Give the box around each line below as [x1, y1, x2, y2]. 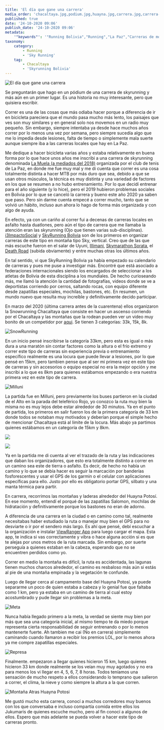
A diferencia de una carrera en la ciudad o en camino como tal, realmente [5, 513, 153, 519]
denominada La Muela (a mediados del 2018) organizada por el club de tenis [5, 160, 159, 166]
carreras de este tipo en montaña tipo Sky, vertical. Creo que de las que [5, 238, 150, 243]
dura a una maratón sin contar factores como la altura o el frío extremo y [5, 343, 151, 349]
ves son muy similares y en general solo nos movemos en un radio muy [5, 120, 149, 125]
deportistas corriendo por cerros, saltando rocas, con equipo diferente [5, 284, 147, 289]
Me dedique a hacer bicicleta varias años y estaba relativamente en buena [5, 150, 155, 156]
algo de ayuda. [5, 207, 35, 213]
